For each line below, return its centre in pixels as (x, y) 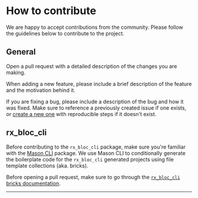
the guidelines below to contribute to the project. (65, 33)
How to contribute (51, 11)
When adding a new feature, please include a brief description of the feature (99, 84)
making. (16, 72)
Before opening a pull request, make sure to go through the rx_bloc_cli (93, 177)
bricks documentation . (33, 183)
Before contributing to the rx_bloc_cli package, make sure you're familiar (96, 147)
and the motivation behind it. (41, 90)
